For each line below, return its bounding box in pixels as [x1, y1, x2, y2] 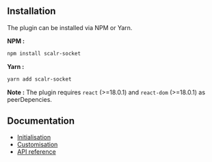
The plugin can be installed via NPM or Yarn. [7, 23, 133, 31]
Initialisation [16, 133, 51, 141]
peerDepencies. [7, 95, 53, 103]
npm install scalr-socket [7, 50, 81, 57]
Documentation [7, 115, 75, 126]
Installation [7, 5, 56, 17]
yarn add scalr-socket [7, 75, 72, 83]
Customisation [16, 140, 58, 149]
